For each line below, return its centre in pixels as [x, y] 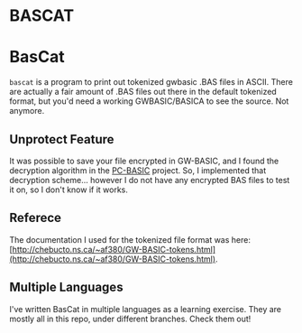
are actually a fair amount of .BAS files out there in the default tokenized [143, 92]
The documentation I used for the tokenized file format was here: [130, 239]
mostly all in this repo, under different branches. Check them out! [130, 319]
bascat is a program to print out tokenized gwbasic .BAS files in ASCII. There [151, 82]
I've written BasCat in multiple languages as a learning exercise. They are [146, 309]
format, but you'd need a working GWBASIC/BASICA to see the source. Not [149, 101]
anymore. [27, 111]
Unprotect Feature [62, 139]
